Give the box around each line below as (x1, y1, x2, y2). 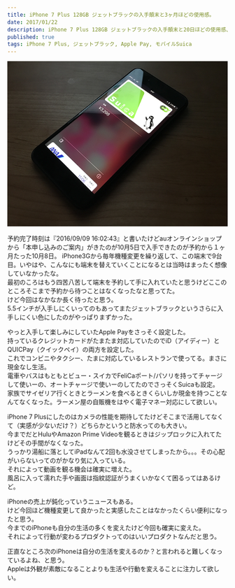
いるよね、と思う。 (13, 556, 69, 564)
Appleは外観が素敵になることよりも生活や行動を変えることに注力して (7, 565, 208, 573)
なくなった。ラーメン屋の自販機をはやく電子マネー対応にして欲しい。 (19, 398, 222, 406)
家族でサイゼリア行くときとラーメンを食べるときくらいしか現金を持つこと (7, 389, 222, 398)
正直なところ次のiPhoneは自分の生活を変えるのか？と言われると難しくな (7, 547, 217, 556)
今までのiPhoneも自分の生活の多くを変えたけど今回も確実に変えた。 (7, 524, 205, 532)
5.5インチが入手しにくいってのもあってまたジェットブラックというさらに (7, 304, 218, 313)
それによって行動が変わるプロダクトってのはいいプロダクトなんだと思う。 (7, 532, 221, 541)
